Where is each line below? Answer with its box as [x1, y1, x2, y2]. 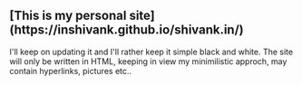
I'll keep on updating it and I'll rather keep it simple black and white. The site [9, 46, 293, 57]
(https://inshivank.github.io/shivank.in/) [9, 23, 245, 38]
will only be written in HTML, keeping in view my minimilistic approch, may [9, 55, 287, 67]
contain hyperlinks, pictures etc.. [9, 65, 132, 76]
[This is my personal [9, 8, 127, 24]
